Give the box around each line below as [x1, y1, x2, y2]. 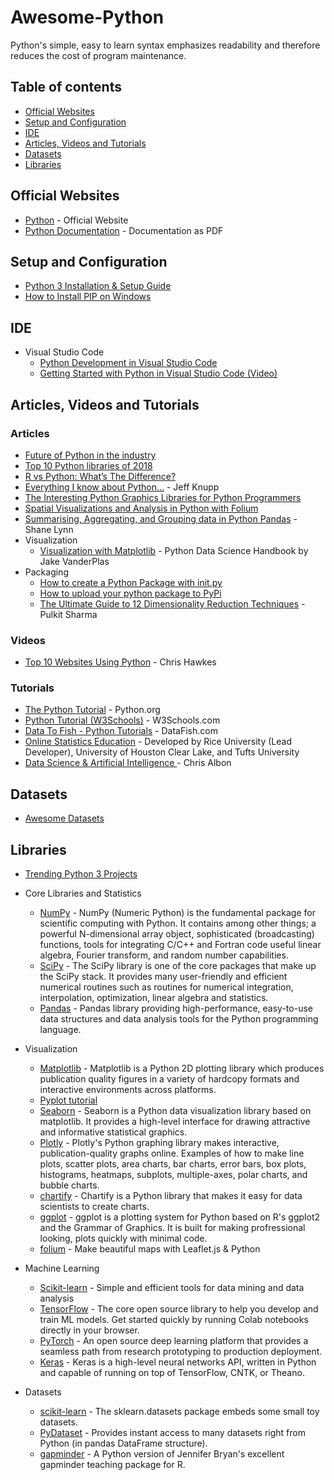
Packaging [24, 566, 69, 578]
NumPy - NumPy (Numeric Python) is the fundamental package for [39, 907, 316, 919]
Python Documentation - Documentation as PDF [24, 224, 224, 236]
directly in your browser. [39, 1324, 140, 1336]
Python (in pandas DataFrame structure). [39, 1437, 208, 1450]
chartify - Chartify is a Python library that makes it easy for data [39, 1190, 303, 1202]
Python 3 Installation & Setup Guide [24, 280, 172, 292]
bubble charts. [39, 1179, 100, 1191]
